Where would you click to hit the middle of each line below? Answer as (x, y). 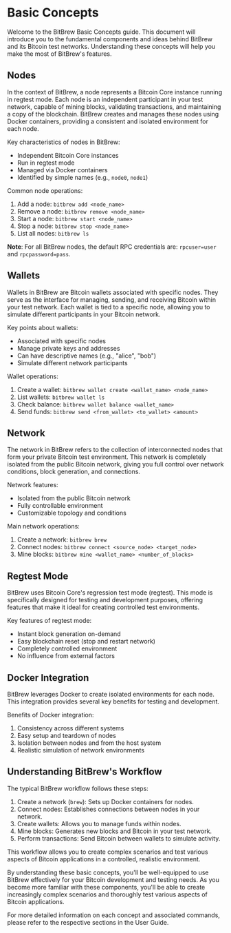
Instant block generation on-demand (69, 634)
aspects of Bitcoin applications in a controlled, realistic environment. (104, 859)
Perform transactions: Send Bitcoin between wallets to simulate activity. (119, 838)
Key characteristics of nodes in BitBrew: (64, 142)
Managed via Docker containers (62, 170)
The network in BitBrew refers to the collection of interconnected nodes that (115, 450)
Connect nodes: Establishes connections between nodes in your (108, 809)
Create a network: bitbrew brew (62, 540)
